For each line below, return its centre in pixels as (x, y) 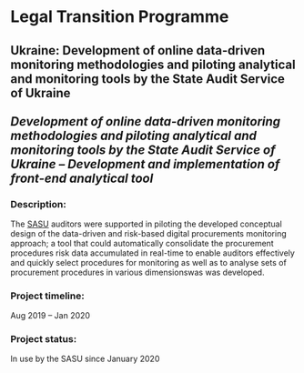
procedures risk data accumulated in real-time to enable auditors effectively (152, 253)
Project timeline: (47, 296)
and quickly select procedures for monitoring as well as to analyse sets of (149, 262)
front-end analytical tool (82, 178)
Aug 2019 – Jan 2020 (50, 316)
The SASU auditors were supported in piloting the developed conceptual (147, 224)
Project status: (44, 339)
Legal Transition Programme (120, 17)
